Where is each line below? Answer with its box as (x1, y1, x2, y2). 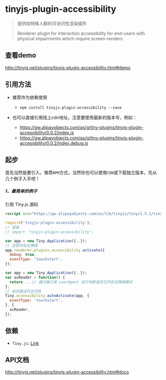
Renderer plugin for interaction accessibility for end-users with (17, 30, 145, 36)
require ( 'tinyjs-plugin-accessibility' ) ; (5, 220, 92, 226)
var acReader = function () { (5, 275, 65, 280)
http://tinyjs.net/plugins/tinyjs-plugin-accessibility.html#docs (5, 369, 129, 375)
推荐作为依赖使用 (12, 94, 47, 100)
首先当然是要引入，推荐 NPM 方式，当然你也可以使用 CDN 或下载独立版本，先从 (5, 170, 157, 176)
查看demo (5, 51, 36, 60)
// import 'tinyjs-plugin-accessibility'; (5, 229, 94, 235)
